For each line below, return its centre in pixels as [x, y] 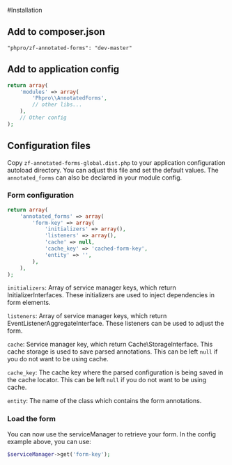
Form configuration [41, 196]
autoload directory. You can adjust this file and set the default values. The [113, 170]
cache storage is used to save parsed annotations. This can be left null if [113, 352]
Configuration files [49, 146]
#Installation [25, 10]
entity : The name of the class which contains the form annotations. [105, 401]
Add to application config [63, 69]
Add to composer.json [56, 32]
